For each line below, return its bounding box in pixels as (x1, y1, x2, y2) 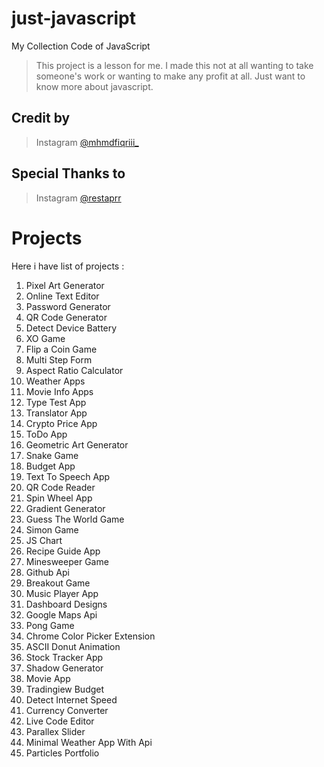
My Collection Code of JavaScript (11, 40, 151, 52)
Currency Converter (25, 704, 109, 716)
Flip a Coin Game (25, 343, 98, 355)
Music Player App (25, 587, 99, 599)
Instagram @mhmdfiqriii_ (35, 136, 139, 148)
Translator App (25, 407, 88, 419)
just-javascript (11, 7, 136, 30)
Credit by (11, 110, 71, 127)
